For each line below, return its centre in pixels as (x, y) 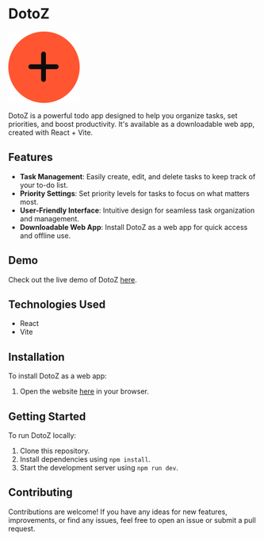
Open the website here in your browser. (84, 391)
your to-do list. (44, 185)
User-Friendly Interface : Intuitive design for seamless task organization (137, 210)
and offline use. (45, 236)
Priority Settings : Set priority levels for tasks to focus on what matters (134, 193)
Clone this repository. (55, 451)
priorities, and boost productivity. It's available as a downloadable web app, (132, 124)
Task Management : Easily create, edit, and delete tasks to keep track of (138, 176)
